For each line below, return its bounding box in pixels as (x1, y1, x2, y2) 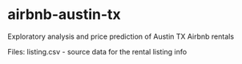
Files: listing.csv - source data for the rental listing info (7, 47, 188, 56)
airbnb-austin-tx (7, 6, 121, 24)
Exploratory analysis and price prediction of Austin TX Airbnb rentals (7, 32, 234, 41)
